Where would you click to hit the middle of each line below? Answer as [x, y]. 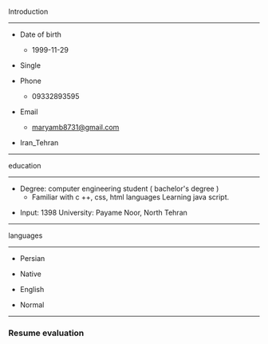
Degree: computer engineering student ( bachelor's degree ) [119, 188]
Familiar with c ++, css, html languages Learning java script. [130, 197]
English [32, 289]
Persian [32, 258]
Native [30, 274]
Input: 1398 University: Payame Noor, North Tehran [103, 212]
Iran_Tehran [39, 142]
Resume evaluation [46, 333]
